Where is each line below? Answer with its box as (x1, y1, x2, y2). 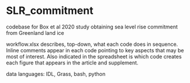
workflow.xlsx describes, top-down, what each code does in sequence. (6, 41, 178, 48)
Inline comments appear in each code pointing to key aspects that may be (6, 46, 184, 53)
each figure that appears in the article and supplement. (6, 59, 139, 66)
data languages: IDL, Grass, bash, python (6, 70, 106, 77)
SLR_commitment (6, 4, 94, 17)
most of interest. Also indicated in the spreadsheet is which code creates (6, 53, 182, 60)
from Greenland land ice (6, 29, 64, 36)
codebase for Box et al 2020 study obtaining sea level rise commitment (6, 23, 178, 30)
